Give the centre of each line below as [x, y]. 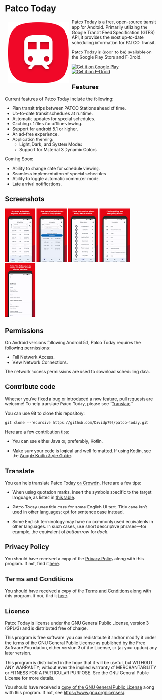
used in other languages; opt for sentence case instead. [68, 512]
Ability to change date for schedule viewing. [56, 168]
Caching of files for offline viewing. [47, 123]
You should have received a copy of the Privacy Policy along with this [74, 559]
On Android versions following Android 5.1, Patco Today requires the [73, 342]
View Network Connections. [40, 362]
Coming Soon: [19, 159]
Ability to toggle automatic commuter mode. [56, 178]
